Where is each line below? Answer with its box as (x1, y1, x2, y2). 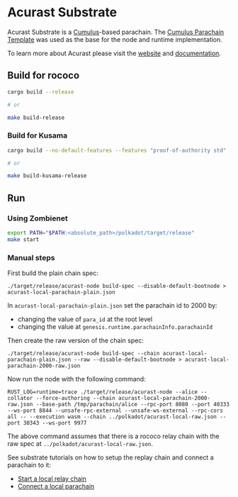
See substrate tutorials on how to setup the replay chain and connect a (7, 453, 214, 462)
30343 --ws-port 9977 (23, 420, 87, 427)
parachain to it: (7, 461, 52, 469)
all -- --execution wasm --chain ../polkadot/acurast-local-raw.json (7, 413, 217, 420)
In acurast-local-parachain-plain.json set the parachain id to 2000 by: (7, 301, 217, 310)
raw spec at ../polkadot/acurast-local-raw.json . (7, 440, 154, 448)
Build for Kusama (7, 130, 68, 140)
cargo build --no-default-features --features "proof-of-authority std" (7, 147, 227, 154)
